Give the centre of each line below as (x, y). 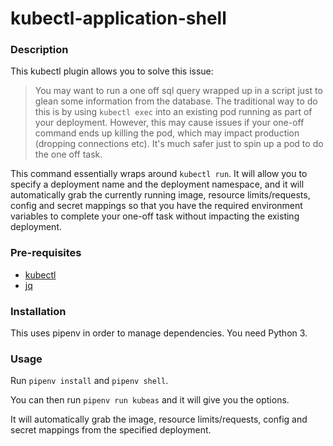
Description (39, 50)
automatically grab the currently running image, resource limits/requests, (160, 195)
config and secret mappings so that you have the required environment (156, 206)
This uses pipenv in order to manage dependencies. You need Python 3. (159, 333)
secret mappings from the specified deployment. (111, 430)
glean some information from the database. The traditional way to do (176, 101)
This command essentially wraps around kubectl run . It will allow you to (159, 174)
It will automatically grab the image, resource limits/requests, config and (159, 419)
